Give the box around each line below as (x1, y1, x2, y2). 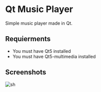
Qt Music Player (5, 4, 73, 15)
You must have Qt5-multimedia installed (12, 53, 96, 59)
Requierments (5, 35, 51, 43)
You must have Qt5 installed (12, 48, 71, 54)
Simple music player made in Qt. (5, 20, 73, 26)
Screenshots (5, 68, 46, 76)
